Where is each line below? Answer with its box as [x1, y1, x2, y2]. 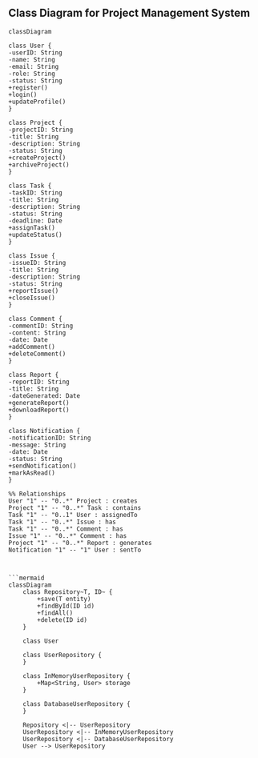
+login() [8, 90, 38, 98]
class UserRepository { [22, 651, 103, 659]
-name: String [8, 55, 56, 63]
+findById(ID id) [37, 602, 95, 610]
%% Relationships [8, 490, 67, 498]
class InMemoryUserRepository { [22, 672, 131, 680]
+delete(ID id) [37, 616, 88, 624]
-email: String [8, 62, 59, 70]
